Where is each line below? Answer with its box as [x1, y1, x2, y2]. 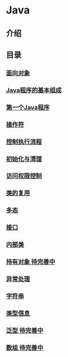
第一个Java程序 [6, 103, 50, 111]
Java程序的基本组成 [6, 86, 62, 94]
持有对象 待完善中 [6, 258, 55, 266]
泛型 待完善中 [6, 326, 44, 334]
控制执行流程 [6, 138, 42, 146]
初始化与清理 [6, 155, 42, 163]
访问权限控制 [6, 172, 42, 180]
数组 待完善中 [6, 344, 44, 352]
